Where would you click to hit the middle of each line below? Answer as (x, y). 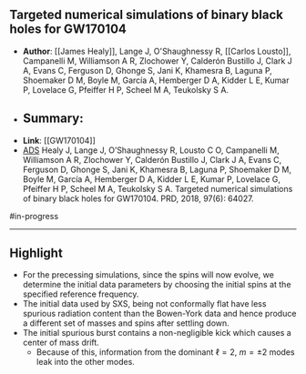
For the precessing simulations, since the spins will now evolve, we (148, 275)
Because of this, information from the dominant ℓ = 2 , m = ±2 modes (165, 352)
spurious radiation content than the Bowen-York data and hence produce (159, 314)
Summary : (53, 119)
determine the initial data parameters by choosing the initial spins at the (157, 285)
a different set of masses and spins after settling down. (126, 323)
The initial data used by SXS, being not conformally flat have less (144, 304)
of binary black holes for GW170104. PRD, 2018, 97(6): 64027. (138, 198)
